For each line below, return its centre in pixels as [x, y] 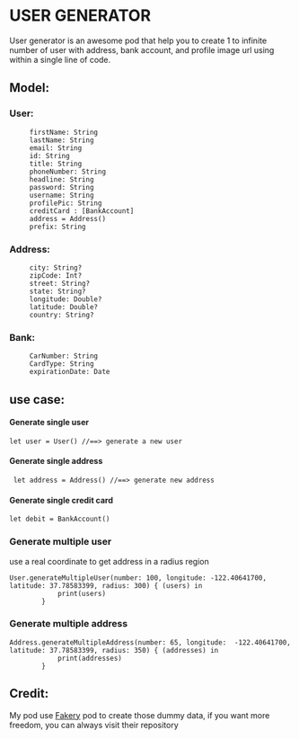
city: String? [56, 267]
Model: [29, 88]
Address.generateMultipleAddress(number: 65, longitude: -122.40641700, [150, 642]
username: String [62, 195]
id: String [49, 156]
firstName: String [64, 132]
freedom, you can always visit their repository [94, 725]
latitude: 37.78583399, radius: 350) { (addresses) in [114, 650]
